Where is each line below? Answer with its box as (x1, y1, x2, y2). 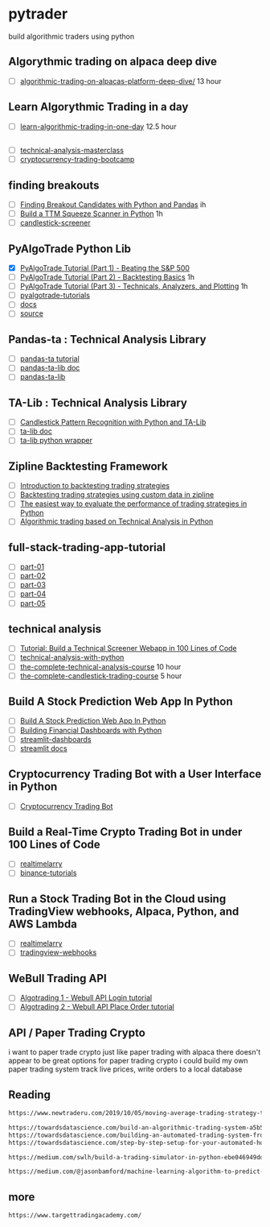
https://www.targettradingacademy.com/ (8, 1212, 142, 1220)
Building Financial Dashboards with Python (19, 725, 162, 735)
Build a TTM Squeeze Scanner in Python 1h (19, 209, 163, 218)
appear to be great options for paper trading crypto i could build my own (8, 1056, 248, 1066)
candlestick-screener (19, 218, 91, 228)
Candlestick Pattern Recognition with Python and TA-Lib (19, 417, 207, 427)
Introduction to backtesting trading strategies (19, 481, 170, 491)
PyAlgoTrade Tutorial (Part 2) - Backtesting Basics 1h (19, 272, 195, 282)
